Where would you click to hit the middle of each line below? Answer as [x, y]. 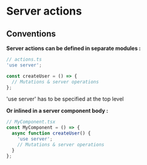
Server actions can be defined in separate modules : [73, 48]
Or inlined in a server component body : [57, 111]
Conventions [31, 34]
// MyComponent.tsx [31, 122]
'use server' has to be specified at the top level [65, 99]
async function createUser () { [51, 133]
